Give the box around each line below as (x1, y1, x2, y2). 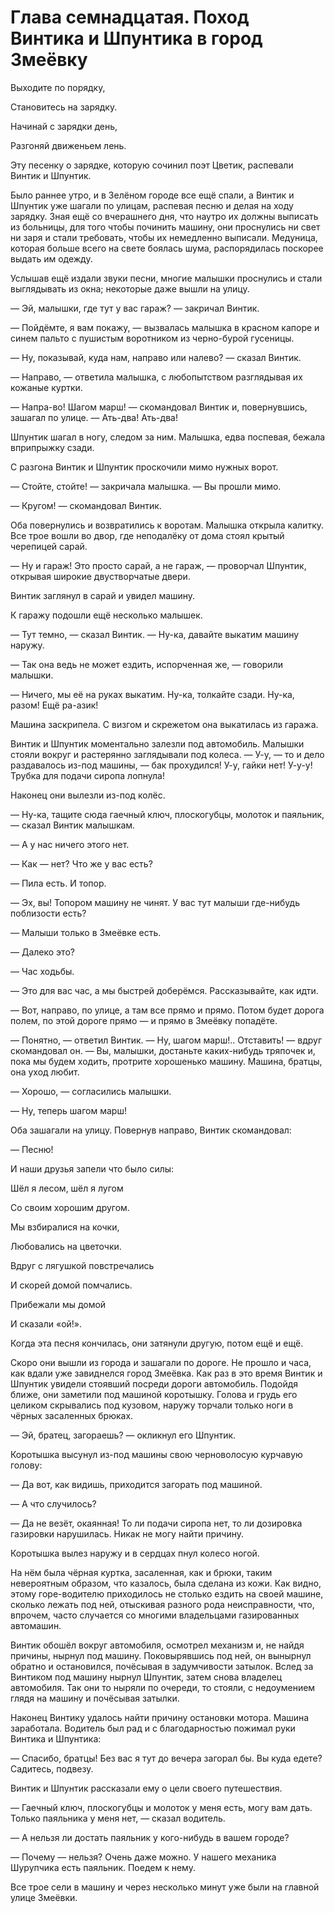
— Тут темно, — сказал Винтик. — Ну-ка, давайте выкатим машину (10, 628, 300, 640)
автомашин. (10, 1619, 62, 1631)
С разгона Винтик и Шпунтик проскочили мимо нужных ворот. (10, 461, 279, 473)
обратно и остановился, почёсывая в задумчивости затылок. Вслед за (10, 1660, 314, 1672)
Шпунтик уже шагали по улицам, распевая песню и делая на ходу (10, 199, 294, 211)
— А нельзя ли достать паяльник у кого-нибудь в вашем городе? (10, 1831, 290, 1843)
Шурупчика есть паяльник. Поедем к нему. (10, 1861, 196, 1873)
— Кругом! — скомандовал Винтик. (10, 499, 162, 511)
